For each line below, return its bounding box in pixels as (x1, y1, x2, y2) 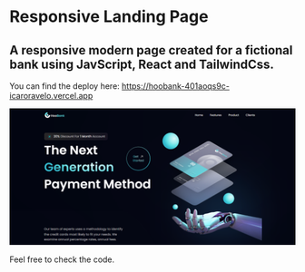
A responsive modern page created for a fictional (9, 43, 293, 58)
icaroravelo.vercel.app (9, 91, 93, 101)
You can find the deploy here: (9, 81, 120, 92)
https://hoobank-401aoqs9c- (121, 81, 230, 92)
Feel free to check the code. (9, 254, 115, 265)
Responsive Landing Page (9, 6, 209, 27)
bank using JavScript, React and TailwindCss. (9, 56, 275, 72)
